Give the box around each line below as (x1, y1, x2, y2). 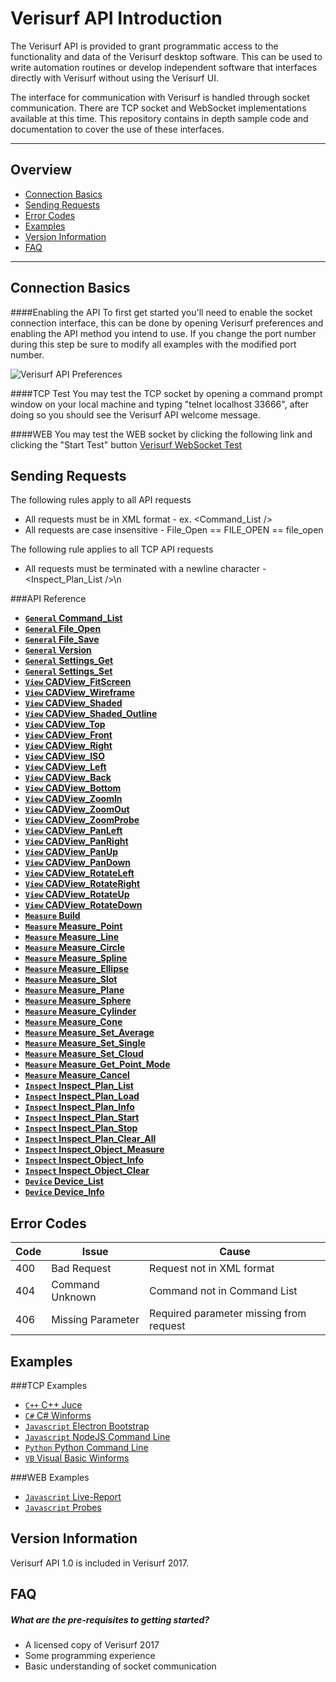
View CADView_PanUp (24, 846, 118, 858)
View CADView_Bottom (24, 782, 122, 794)
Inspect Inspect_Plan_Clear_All (24, 1133, 157, 1145)
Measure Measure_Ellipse (24, 963, 130, 975)
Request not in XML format (149, 1262, 275, 1276)
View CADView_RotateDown (24, 899, 143, 911)
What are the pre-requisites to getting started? (10, 1613, 210, 1626)
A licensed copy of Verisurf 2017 (24, 1639, 160, 1651)
